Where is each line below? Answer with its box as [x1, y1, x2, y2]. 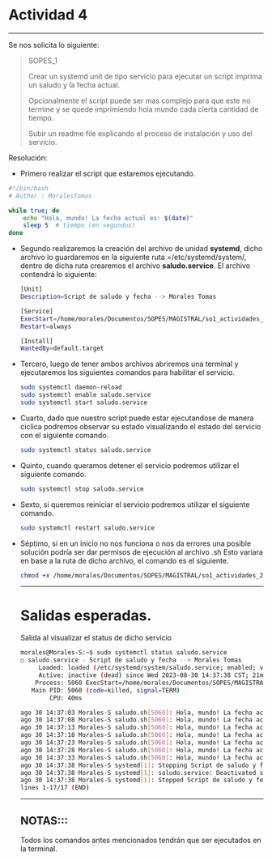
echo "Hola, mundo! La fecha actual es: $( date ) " [23, 214, 194, 222]
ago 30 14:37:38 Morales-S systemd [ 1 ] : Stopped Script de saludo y [19, 776, 253, 785]
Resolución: [8, 152, 48, 163]
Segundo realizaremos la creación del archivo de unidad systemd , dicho [19, 244, 263, 253]
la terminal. [19, 844, 58, 854]
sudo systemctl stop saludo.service [19, 484, 144, 493]
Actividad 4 [8, 6, 88, 24]
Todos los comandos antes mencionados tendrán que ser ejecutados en [19, 835, 261, 845]
